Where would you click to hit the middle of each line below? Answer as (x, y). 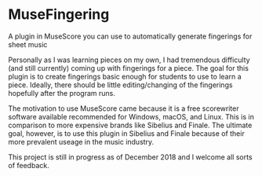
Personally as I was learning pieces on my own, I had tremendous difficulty (129, 60)
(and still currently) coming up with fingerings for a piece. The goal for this (129, 68)
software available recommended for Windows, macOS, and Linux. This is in (131, 116)
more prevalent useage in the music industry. (81, 141)
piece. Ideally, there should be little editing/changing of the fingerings (120, 85)
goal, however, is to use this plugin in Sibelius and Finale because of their (126, 133)
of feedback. (29, 165)
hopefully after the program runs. (62, 93)
